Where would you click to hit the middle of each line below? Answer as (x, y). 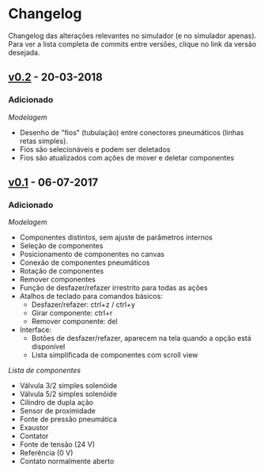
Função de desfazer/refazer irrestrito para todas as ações (113, 288)
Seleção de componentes (61, 246)
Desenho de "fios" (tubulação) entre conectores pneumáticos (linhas (132, 132)
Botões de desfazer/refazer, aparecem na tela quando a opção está (141, 338)
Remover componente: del (74, 322)
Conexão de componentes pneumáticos (85, 262)
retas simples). (44, 141)
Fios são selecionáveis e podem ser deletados (95, 149)
